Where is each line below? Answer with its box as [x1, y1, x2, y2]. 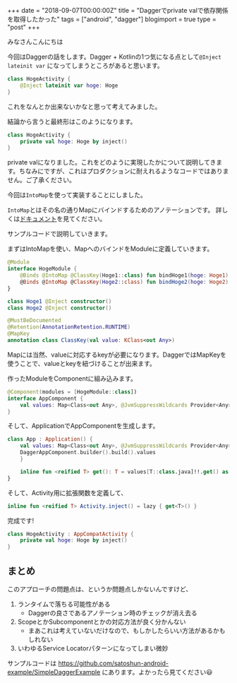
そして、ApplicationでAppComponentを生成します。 [7, 422, 159, 430]
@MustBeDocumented [7, 317, 61, 324]
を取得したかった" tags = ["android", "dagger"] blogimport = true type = [7, 15, 217, 23]
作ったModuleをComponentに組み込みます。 [7, 374, 138, 383]
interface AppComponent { [7, 395, 83, 402]
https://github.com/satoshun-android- [58, 659, 169, 667]
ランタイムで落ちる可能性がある [17, 600, 111, 608]
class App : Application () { [7, 436, 93, 443]
